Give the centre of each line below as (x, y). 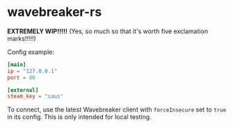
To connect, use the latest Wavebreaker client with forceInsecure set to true (117, 110)
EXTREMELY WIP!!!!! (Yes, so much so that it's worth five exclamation (108, 31)
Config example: (31, 52)
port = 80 (22, 77)
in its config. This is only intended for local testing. (79, 117)
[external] (23, 90)
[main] (17, 64)
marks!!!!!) (22, 38)
